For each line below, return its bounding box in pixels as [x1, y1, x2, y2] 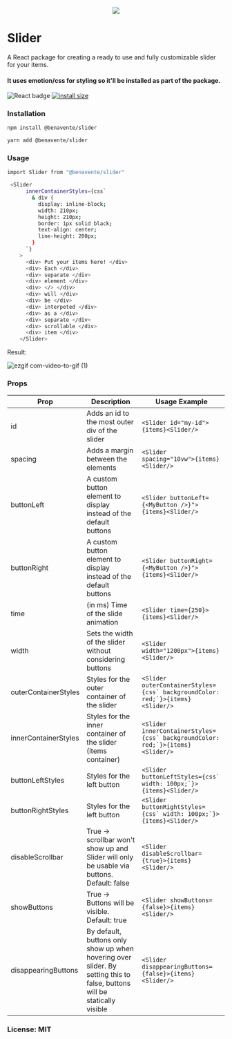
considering [86, 654, 126, 664]
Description [90, 397, 130, 406]
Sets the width [86, 629, 133, 638]
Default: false [86, 878, 130, 888]
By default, [86, 926, 122, 936]
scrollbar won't [86, 835, 135, 844]
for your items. [7, 60, 49, 68]
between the [86, 454, 128, 464]
